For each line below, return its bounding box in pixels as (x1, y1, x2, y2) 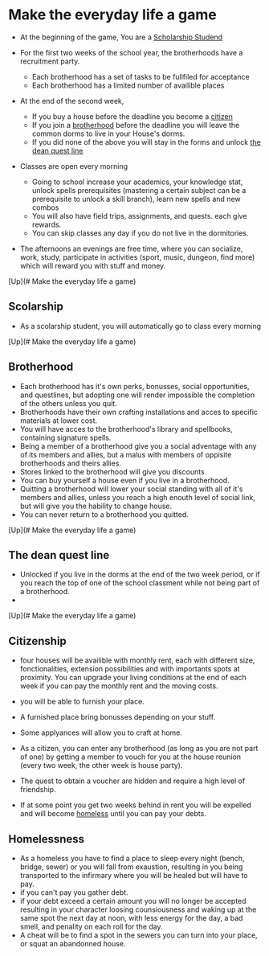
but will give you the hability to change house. (19, 501, 173, 511)
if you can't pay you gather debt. (19, 888, 128, 897)
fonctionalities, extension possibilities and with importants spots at (19, 664, 240, 674)
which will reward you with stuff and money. (19, 261, 166, 270)
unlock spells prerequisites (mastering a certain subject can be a (31, 185, 247, 195)
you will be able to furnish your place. (19, 697, 145, 707)
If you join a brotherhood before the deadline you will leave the (31, 120, 240, 129)
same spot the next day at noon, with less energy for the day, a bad (19, 913, 243, 922)
